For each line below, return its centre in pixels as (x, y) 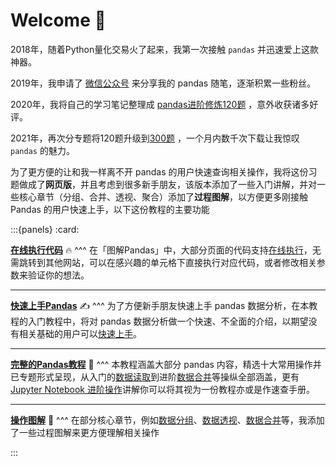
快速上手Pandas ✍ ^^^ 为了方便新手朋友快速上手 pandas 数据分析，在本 (160, 305)
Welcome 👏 (58, 20)
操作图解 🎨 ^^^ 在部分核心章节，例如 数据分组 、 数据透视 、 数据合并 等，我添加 (167, 420)
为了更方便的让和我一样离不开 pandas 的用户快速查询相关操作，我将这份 (159, 171)
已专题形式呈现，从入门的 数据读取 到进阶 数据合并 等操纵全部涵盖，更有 (155, 376)
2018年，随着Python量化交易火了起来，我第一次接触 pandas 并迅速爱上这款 (165, 49)
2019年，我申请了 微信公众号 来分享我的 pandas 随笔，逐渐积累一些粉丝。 (163, 83)
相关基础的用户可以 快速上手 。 (80, 333)
